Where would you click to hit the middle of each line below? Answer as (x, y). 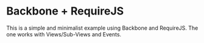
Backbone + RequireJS (65, 11)
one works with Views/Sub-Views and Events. (64, 34)
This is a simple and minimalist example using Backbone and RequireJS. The (102, 28)
